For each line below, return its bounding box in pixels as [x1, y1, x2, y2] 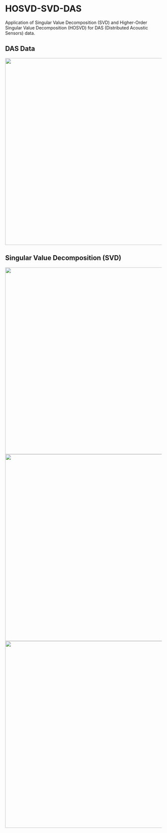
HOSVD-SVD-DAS [5, 3, 82, 14]
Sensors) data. [5, 30, 35, 36]
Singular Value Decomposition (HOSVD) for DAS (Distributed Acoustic [5, 24, 148, 30]
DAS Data [5, 44, 35, 53]
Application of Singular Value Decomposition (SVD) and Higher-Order [5, 19, 148, 25]
